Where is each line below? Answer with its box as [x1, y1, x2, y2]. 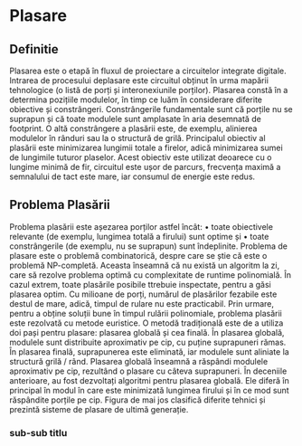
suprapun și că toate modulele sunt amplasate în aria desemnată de [9, 114, 262, 124]
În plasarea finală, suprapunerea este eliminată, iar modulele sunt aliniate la [9, 346, 289, 357]
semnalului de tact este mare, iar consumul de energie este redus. [9, 171, 256, 182]
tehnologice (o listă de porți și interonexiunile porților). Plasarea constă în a [9, 85, 288, 95]
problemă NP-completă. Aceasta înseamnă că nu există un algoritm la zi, [9, 260, 280, 270]
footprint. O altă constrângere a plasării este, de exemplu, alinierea [9, 123, 258, 134]
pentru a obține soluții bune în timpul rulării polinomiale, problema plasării [9, 308, 283, 318]
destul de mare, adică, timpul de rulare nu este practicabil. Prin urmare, [9, 298, 274, 308]
